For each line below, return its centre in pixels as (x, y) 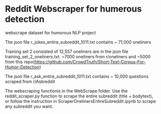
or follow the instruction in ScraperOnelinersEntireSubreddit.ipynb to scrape (80, 101)
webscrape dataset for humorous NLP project (51, 33)
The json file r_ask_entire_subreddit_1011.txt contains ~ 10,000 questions (77, 76)
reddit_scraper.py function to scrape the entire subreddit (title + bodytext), (79, 96)
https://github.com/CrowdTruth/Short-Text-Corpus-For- (90, 62)
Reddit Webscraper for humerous (73, 9)
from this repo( (20, 62)
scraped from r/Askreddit (30, 81)
